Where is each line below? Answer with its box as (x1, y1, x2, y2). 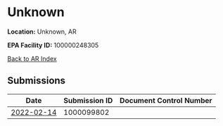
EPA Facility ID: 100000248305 (7, 41, 99, 49)
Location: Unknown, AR (7, 27, 77, 36)
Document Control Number (119, 95, 212, 105)
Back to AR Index (7, 54, 58, 63)
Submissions (7, 75, 65, 87)
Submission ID (63, 95, 113, 105)
